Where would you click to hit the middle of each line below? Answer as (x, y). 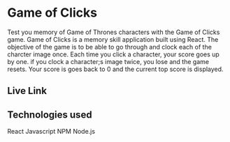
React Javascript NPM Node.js (51, 132)
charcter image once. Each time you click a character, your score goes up (114, 54)
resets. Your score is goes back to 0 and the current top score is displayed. (115, 69)
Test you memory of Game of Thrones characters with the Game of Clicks (114, 32)
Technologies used (50, 115)
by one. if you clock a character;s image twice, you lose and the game (108, 61)
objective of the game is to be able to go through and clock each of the (109, 47)
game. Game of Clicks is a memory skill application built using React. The (113, 39)
